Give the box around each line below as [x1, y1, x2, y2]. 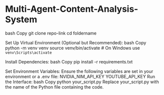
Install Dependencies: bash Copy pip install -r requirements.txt [5, 59, 133, 64]
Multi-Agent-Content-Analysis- [5, 3, 139, 15]
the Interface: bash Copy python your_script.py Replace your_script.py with [5, 79, 160, 85]
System [5, 14, 38, 25]
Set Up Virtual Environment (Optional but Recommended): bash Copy [5, 39, 147, 45]
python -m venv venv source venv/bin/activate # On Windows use [5, 45, 140, 51]
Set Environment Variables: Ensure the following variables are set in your [5, 68, 154, 74]
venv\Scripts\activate [5, 50, 52, 55]
